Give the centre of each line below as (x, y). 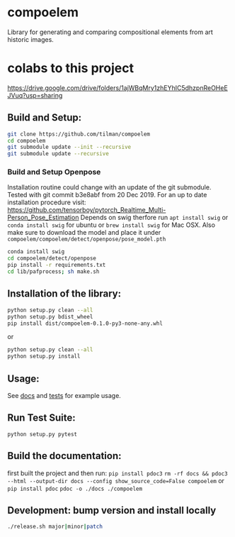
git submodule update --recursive (58, 154)
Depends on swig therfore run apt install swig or (154, 218)
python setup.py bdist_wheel (50, 316)
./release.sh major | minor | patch (55, 527)
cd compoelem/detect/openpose (52, 259)
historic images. (31, 39)
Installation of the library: (64, 294)
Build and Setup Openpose (54, 172)
